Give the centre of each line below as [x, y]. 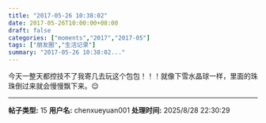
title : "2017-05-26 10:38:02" [58, 15]
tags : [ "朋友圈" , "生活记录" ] [52, 45]
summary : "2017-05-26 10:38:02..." [67, 52]
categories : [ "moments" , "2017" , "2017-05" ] [79, 38]
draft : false [30, 30]
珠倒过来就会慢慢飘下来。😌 [53, 86]
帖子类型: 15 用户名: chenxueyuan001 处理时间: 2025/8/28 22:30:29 [119, 110]
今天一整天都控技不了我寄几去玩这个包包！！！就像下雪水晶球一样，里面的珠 [133, 76]
